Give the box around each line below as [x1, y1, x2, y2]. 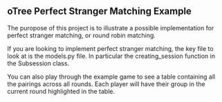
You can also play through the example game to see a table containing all [7, 72, 216, 81]
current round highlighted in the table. [7, 87, 115, 95]
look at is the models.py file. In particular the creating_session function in [7, 52, 216, 60]
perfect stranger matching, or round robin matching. [7, 31, 156, 39]
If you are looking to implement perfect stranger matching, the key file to [7, 44, 214, 52]
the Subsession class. [7, 59, 70, 68]
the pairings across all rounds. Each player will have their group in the [7, 79, 205, 88]
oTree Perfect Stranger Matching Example [7, 6, 192, 17]
